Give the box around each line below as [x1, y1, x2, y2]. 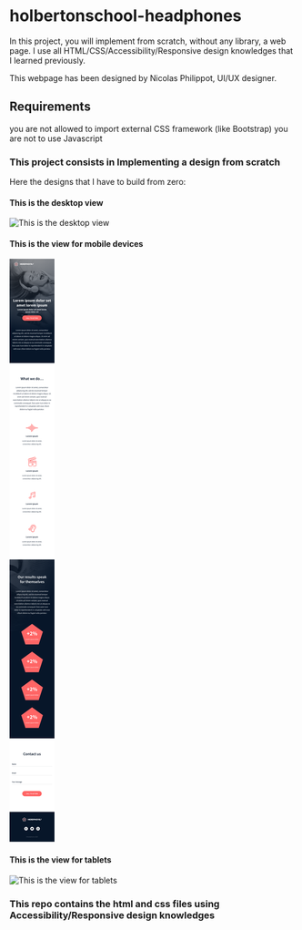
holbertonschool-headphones [9, 5, 243, 26]
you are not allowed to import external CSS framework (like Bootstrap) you [9, 123, 288, 134]
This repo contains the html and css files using [9, 897, 220, 910]
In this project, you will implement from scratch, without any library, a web [9, 36, 287, 46]
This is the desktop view [9, 197, 104, 208]
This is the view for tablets [9, 854, 112, 865]
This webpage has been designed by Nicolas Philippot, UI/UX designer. [9, 72, 277, 83]
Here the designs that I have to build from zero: [9, 177, 186, 188]
